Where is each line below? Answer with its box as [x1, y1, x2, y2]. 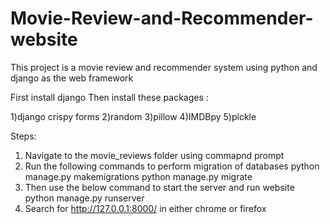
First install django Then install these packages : [10, 91, 209, 103]
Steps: [10, 130, 37, 142]
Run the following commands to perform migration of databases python [24, 160, 320, 172]
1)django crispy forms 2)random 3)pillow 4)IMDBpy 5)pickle [10, 110, 257, 122]
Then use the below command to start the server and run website [24, 181, 295, 193]
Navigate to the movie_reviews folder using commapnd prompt [24, 149, 285, 161]
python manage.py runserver [24, 192, 145, 204]
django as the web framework [10, 72, 134, 84]
